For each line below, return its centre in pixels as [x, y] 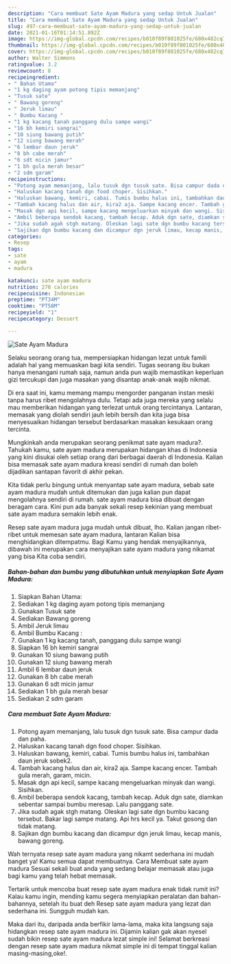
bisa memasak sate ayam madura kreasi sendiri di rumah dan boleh [103, 464]
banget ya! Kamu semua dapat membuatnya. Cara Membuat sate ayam [108, 861]
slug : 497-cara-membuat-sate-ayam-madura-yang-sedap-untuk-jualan [105, 26]
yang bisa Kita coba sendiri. [47, 556]
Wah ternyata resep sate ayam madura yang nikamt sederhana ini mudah [111, 854]
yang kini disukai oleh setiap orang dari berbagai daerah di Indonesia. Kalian [115, 457]
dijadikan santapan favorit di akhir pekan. [66, 471]
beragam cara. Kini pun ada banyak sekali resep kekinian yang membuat [110, 506]
